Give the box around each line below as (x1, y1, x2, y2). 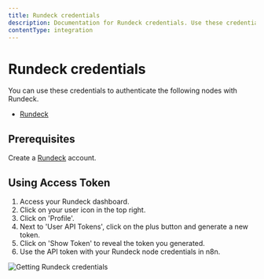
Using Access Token (8, 176, 111, 189)
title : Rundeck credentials (8, 11, 101, 20)
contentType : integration (8, 26, 93, 34)
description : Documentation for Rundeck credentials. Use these (8, 19, 223, 27)
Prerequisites (8, 132, 75, 145)
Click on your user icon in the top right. (19, 205, 146, 215)
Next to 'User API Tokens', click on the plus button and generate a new (19, 222, 249, 231)
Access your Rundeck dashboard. (19, 196, 130, 206)
